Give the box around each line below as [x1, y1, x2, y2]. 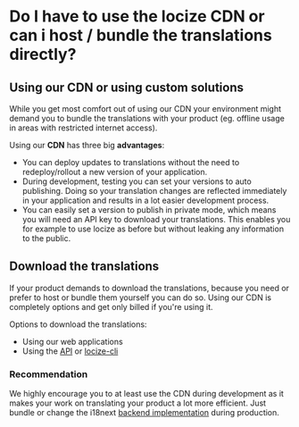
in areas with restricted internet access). [9, 122, 158, 133]
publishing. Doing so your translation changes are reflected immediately [21, 186, 287, 196]
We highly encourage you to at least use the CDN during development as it [9, 389, 284, 399]
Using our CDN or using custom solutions [9, 80, 244, 95]
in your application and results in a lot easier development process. [21, 195, 270, 205]
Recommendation [9, 368, 88, 381]
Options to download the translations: [9, 319, 147, 330]
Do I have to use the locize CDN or [9, 6, 265, 27]
